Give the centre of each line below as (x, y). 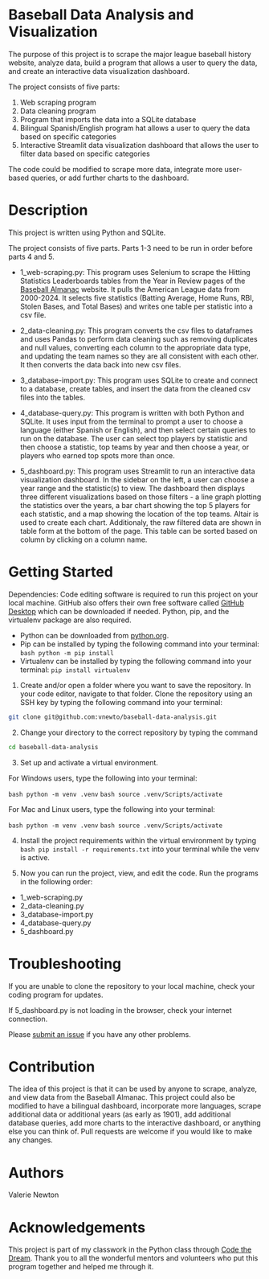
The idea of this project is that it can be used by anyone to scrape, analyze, (133, 1089)
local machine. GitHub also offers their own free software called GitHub (126, 603)
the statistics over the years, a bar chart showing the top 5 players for (135, 505)
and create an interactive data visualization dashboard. (99, 71)
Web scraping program (58, 102)
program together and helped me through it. (81, 1267)
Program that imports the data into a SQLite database (108, 119)
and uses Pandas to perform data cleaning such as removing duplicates (139, 338)
